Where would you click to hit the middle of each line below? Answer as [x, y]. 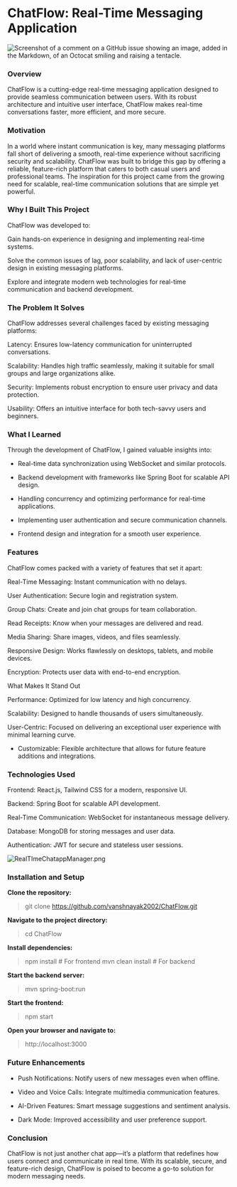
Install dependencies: [40, 948]
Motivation [27, 131]
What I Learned [34, 435]
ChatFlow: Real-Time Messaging [105, 13]
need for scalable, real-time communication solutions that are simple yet [113, 183]
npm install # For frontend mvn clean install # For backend [110, 962]
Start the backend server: [46, 975]
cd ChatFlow [43, 934]
